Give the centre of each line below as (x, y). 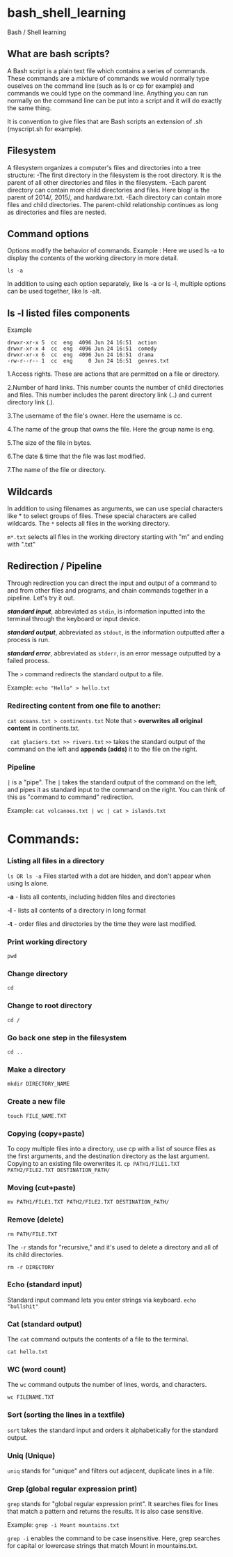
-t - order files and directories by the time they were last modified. (102, 924)
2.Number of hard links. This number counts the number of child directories (115, 388)
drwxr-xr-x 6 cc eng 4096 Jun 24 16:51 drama (81, 355)
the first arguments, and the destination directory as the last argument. (109, 1156)
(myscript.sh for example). (45, 129)
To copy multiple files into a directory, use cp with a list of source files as (112, 1148)
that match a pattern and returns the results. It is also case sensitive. (105, 1512)
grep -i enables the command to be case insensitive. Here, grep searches (114, 1538)
